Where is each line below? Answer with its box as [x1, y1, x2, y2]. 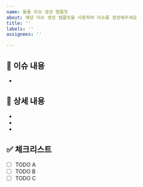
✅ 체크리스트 [6, 145, 52, 155]
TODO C [15, 174, 36, 182]
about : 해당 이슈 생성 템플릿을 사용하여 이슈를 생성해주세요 [6, 15, 138, 21]
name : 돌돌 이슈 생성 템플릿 [6, 8, 68, 15]
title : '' [6, 20, 32, 26]
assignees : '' [6, 31, 42, 38]
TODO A [15, 161, 36, 168]
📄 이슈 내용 [6, 61, 45, 71]
